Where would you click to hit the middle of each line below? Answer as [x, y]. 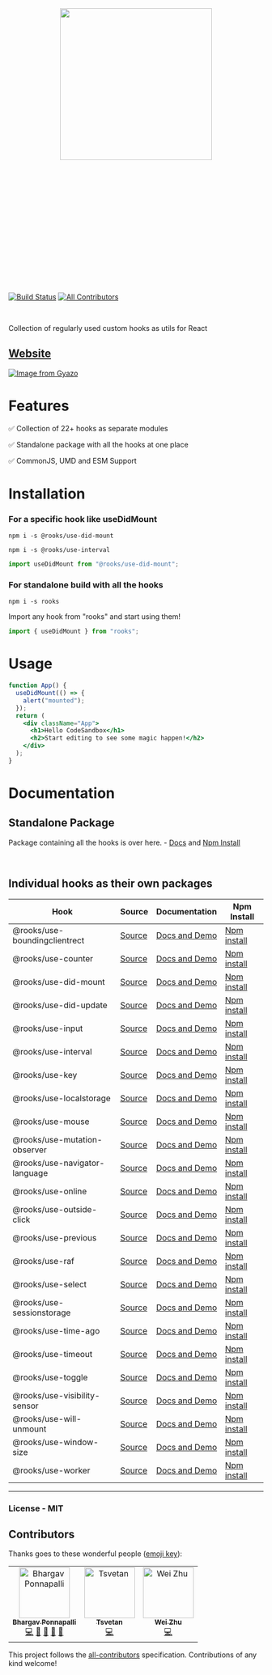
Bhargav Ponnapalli [45, 1622]
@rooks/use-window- [55, 1442]
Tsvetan [109, 1622]
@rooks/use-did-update [60, 1005]
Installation [47, 494]
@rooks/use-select [50, 1284]
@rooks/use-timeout [53, 1354]
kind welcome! [33, 1664]
